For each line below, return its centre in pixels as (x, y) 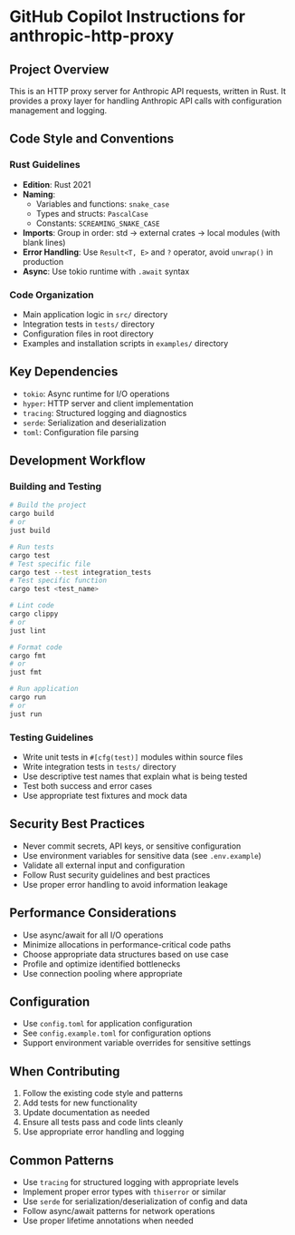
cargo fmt (28, 656)
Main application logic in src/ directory (95, 314)
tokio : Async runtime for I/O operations (96, 394)
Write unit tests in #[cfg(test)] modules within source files (133, 757)
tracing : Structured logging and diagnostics (105, 413)
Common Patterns (62, 1160)
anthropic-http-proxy (92, 36)
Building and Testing (56, 487)
